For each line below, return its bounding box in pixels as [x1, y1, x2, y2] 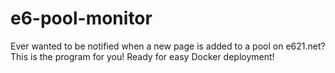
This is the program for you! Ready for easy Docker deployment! [10, 50, 275, 62]
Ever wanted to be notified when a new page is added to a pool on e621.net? [10, 40, 326, 52]
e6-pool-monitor [10, 7, 153, 30]
